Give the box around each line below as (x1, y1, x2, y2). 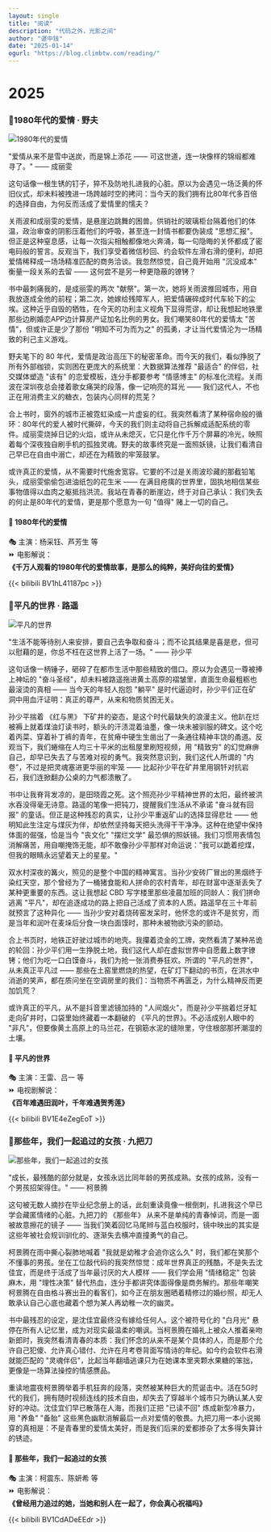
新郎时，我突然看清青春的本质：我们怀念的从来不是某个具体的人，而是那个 (8, 1336, 256, 1345)
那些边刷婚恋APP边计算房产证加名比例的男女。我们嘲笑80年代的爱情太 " (8, 314, 248, 324)
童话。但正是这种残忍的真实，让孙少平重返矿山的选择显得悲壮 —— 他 (27, 809, 258, 819)
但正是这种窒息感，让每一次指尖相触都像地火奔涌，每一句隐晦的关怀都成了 (8, 236, 256, 247)
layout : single (8, 11, 60, 20)
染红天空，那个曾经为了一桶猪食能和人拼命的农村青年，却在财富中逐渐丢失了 (8, 877, 263, 887)
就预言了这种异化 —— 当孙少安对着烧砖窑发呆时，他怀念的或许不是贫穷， (8, 907, 252, 918)
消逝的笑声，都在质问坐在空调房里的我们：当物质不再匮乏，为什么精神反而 (8, 975, 256, 985)
